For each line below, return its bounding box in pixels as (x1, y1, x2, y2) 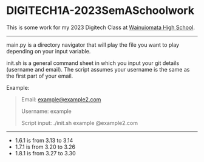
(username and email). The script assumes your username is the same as (6, 66, 190, 73)
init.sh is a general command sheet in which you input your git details (6, 59, 180, 67)
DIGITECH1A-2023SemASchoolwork (6, 4, 194, 18)
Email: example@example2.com (21, 95, 101, 103)
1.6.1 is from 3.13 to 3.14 (15, 137, 73, 144)
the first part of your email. (6, 72, 73, 79)
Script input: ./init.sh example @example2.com (21, 119, 138, 126)
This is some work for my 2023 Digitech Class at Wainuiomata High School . (6, 24, 195, 31)
